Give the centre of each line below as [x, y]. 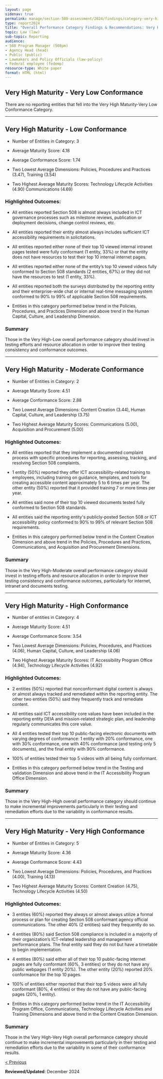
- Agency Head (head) [27, 50]
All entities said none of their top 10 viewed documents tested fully [79, 503]
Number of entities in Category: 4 [45, 617]
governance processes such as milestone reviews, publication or [77, 217]
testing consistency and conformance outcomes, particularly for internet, [78, 581]
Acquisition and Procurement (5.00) [48, 429]
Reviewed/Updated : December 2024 [42, 1072]
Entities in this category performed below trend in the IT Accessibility [81, 1004]
